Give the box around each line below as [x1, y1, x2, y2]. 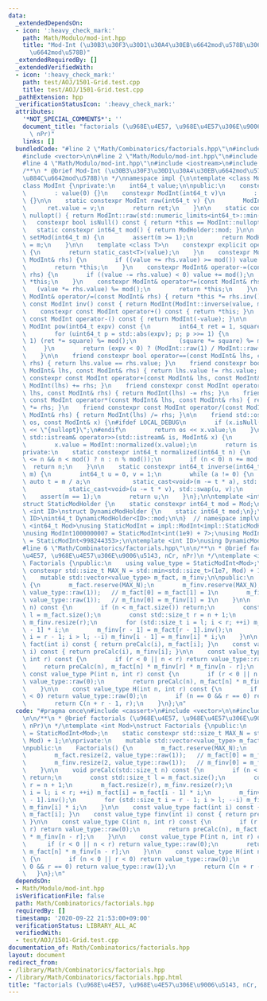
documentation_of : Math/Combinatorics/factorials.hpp [8, 944, 191, 952]
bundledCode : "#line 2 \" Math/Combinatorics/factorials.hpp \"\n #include [15, 145, 261, 153]
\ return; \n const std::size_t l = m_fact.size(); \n [22, 773, 226, 781]
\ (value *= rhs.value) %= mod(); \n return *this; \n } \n [22, 286, 258, 294]
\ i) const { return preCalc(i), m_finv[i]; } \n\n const [22, 648, 226, 656]
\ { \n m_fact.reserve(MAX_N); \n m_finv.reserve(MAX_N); [22, 582, 261, 590]
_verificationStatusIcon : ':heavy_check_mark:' [15, 100, 176, 108]
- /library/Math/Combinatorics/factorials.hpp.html [8, 973, 183, 981]
